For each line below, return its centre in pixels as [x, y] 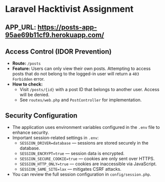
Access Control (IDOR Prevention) [59, 51]
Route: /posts [26, 63]
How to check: [27, 84]
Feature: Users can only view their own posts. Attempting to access [81, 69]
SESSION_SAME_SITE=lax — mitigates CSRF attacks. [71, 169]
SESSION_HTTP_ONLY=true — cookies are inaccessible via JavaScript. [88, 164]
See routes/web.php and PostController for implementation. [81, 100]
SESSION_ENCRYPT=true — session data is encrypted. [72, 153]
